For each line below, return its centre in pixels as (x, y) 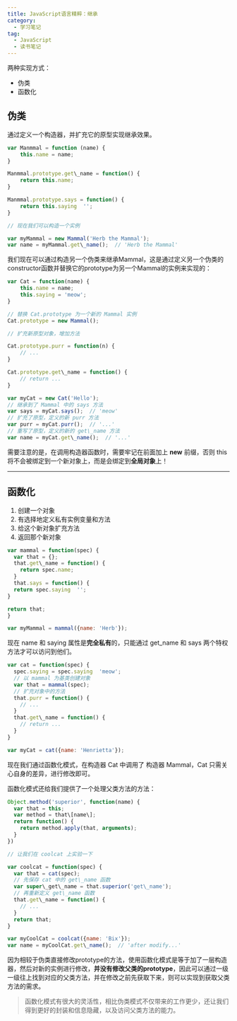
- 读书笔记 (28, 47)
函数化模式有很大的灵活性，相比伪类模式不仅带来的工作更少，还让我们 (127, 1001)
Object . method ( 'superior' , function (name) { (74, 802)
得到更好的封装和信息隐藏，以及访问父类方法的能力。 (102, 1010)
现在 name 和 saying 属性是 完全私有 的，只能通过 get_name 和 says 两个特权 (118, 643)
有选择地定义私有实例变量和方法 (64, 519)
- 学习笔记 (28, 27)
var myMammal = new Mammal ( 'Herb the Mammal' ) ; (79, 238)
